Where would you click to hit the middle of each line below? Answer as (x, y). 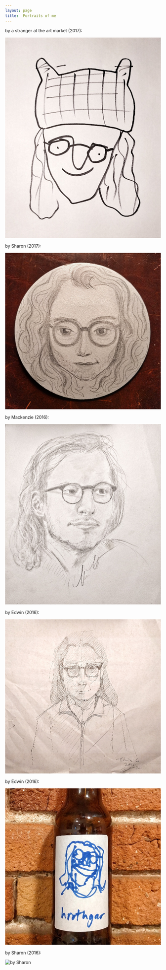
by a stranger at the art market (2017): (44, 30)
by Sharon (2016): (23, 953)
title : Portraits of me (31, 16)
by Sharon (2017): (23, 246)
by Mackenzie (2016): (27, 417)
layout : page (19, 10)
